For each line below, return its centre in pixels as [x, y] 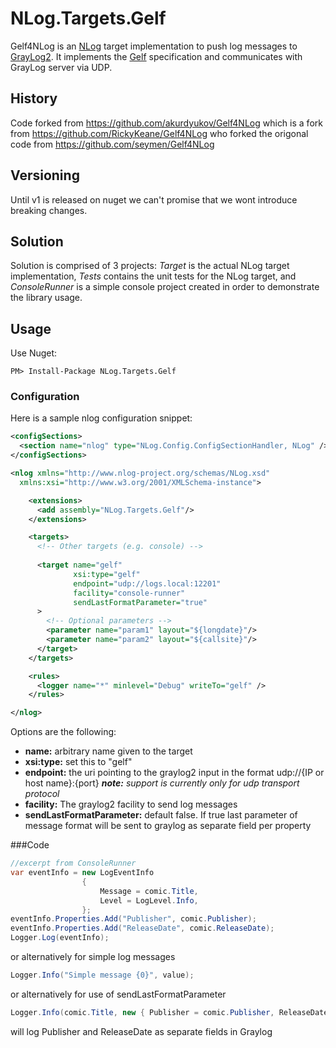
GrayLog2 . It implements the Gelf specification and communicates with [156, 56]
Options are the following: [63, 732]
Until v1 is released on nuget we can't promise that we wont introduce [154, 199]
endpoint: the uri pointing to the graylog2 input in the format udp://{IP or [174, 773]
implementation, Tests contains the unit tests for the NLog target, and [153, 276]
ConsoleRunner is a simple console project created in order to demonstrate [165, 287]
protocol [42, 794]
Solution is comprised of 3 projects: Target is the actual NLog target [150, 266]
